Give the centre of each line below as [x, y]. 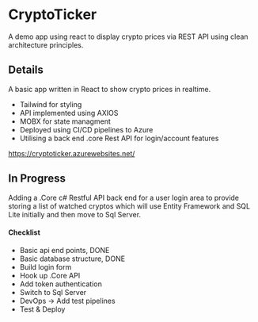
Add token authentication [61, 284]
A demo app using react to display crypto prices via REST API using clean [128, 36]
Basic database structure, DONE [72, 259]
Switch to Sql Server [53, 292]
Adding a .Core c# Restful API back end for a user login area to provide [124, 197]
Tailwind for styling [51, 104]
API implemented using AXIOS [69, 113]
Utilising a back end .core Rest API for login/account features [119, 138]
